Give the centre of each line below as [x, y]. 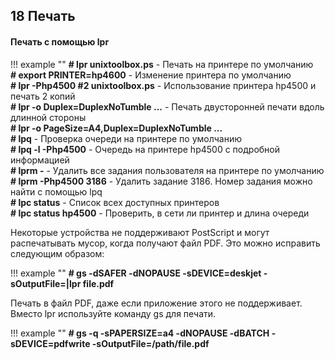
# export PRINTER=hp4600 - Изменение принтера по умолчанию [151, 75]
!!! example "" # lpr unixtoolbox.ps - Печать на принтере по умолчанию [162, 64]
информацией [40, 160]
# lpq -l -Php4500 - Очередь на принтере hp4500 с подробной [145, 149]
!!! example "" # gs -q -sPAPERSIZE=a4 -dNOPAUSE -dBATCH [140, 333]
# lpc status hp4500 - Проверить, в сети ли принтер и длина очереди [160, 213]
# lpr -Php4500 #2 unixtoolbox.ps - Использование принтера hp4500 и [163, 85]
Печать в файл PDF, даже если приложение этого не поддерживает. [156, 303]
